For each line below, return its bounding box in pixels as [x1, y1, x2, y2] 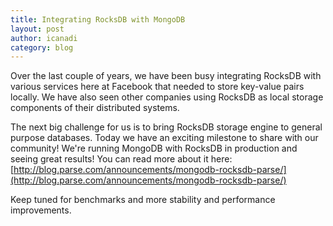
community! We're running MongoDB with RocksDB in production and [10, 142, 298, 155]
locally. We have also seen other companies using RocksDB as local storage [10, 91, 324, 103]
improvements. [10, 204, 72, 216]
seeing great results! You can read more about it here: [10, 153, 233, 165]
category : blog [10, 42, 74, 53]
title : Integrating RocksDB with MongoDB [10, 14, 186, 25]
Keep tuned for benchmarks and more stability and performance [10, 194, 276, 206]
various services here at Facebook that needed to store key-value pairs [10, 81, 305, 93]
